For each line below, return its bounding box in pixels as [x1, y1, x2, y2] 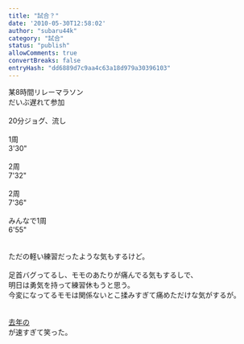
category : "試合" [8, 34, 64, 43]
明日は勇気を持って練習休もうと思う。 [8, 280, 135, 289]
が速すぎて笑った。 [8, 327, 72, 337]
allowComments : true [8, 49, 78, 57]
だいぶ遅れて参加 [8, 97, 65, 107]
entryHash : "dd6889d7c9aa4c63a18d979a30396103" [8, 64, 172, 72]
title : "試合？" [8, 11, 60, 20]
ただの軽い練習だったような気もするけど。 [8, 251, 150, 261]
